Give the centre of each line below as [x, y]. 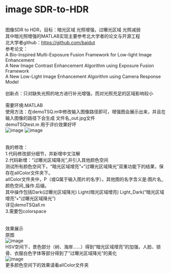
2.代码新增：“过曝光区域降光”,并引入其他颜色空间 [57, 160]
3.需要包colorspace [26, 211]
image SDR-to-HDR [47, 9]
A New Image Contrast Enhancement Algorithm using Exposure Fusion [80, 66]
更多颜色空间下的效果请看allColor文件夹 [47, 265]
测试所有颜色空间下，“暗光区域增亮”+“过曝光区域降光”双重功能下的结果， [82, 166]
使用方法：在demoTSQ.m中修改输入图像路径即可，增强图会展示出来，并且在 [85, 112]
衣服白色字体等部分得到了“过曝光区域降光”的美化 [66, 253]
